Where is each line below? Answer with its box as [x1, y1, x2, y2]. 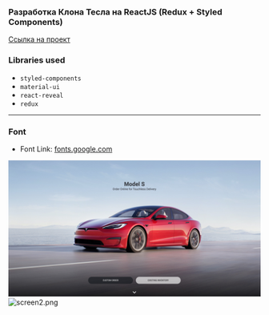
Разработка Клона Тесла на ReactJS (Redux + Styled [8, 6, 223, 18]
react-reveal [19, 91, 64, 99]
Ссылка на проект [8, 34, 70, 44]
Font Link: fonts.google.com [19, 143, 113, 154]
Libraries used [8, 55, 66, 66]
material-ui [19, 83, 60, 91]
